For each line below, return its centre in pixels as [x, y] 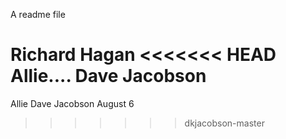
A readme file [38, 14]
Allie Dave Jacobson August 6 [72, 103]
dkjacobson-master [224, 123]
